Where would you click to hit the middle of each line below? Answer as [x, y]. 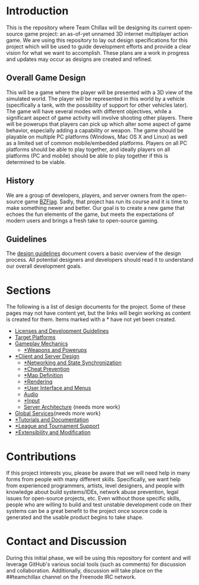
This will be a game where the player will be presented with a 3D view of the [99, 92]
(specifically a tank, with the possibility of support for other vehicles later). [97, 105]
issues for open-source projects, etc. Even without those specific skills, [94, 499]
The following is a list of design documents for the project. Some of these [96, 307]
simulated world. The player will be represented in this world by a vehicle [95, 98]
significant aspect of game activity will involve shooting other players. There [99, 117]
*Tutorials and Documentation [52, 420]
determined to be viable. [36, 162]
